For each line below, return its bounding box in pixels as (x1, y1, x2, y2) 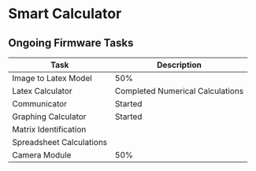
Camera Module (12, 150, 72, 160)
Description (156, 60, 202, 70)
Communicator (12, 99, 68, 109)
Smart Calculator (8, 5, 122, 23)
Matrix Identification (12, 124, 87, 135)
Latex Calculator (12, 86, 72, 96)
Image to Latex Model (12, 72, 92, 84)
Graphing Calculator (12, 111, 87, 122)
